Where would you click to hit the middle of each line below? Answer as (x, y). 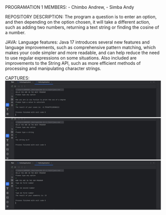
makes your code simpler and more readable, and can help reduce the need (82, 53)
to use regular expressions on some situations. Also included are (71, 58)
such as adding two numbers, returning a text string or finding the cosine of (82, 27)
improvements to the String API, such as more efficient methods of (73, 63)
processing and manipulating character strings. (53, 68)
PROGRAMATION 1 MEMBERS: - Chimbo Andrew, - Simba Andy (70, 7)
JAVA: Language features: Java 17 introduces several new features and (77, 42)
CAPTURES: (17, 78)
